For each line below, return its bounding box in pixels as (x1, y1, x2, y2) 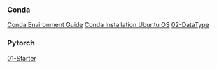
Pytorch (7, 38, 35, 48)
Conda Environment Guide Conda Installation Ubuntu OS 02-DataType (7, 21, 210, 29)
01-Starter (7, 54, 36, 62)
